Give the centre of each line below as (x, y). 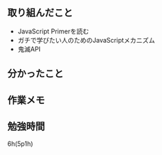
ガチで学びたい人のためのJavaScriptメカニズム (86, 40)
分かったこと (36, 74)
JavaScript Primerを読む (53, 31)
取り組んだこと (40, 13)
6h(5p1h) (20, 144)
